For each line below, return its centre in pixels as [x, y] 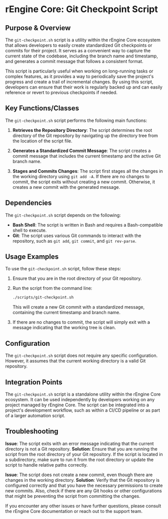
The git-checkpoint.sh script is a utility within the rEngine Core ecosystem [83, 40]
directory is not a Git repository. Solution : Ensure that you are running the [81, 449]
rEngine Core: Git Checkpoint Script [82, 9]
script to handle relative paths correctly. [47, 465]
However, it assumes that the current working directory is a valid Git [75, 361]
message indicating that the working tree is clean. [64, 328]
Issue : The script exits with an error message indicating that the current [80, 443]
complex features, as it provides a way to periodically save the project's [80, 76]
